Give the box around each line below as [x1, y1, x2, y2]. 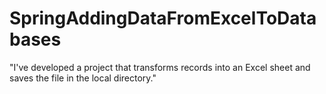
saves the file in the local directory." [9, 72, 157, 84]
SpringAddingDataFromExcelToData [9, 7, 317, 30]
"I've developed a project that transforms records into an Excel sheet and [9, 61, 311, 73]
